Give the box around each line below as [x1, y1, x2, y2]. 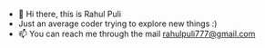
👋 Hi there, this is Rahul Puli [17, 9, 121, 19]
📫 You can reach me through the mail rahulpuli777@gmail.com [17, 28, 256, 39]
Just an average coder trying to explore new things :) [17, 18, 218, 29]
